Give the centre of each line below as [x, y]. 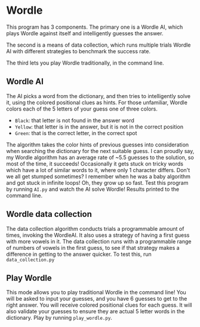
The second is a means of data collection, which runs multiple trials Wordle [99, 45]
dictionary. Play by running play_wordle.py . [59, 318]
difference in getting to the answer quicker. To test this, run [79, 254]
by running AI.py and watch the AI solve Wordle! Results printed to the [93, 189]
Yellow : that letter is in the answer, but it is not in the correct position [99, 127]
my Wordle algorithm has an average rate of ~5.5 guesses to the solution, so [100, 157]
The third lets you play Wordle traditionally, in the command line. [85, 63]
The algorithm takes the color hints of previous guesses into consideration [98, 145]
